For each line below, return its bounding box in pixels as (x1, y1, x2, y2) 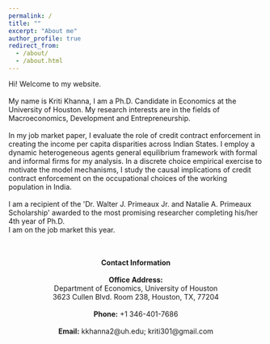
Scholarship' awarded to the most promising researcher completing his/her (8, 208, 259, 217)
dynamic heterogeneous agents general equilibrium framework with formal (8, 147, 258, 157)
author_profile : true (8, 34, 82, 43)
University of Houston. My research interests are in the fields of (8, 104, 220, 114)
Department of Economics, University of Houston (53, 283, 218, 293)
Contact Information (100, 258, 171, 267)
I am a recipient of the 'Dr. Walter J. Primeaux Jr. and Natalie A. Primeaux (8, 199, 252, 208)
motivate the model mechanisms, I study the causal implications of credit (8, 165, 252, 174)
